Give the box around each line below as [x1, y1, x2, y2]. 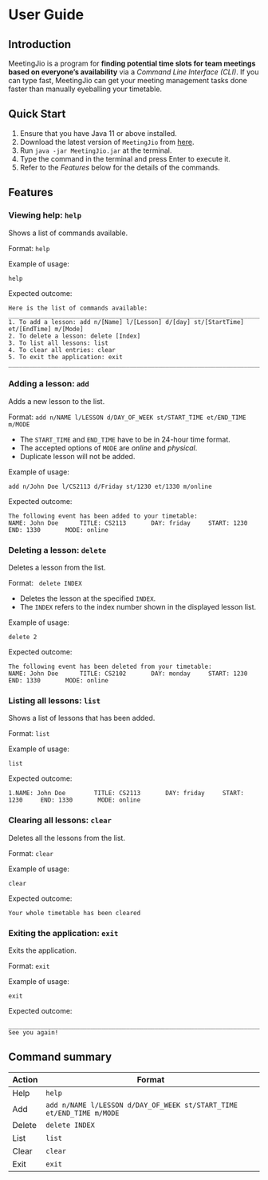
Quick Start [8, 107, 66, 121]
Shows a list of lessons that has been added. [8, 714, 156, 723]
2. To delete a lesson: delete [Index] [8, 332, 141, 340]
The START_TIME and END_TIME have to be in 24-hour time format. [19, 434, 231, 444]
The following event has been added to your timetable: [8, 512, 198, 520]
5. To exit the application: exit [8, 353, 124, 361]
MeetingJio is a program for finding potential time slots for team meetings [8, 58, 256, 68]
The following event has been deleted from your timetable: [8, 662, 213, 671]
